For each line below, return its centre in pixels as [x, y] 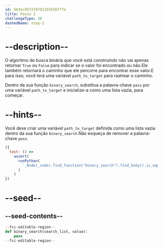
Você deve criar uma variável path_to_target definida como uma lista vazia [80, 128]
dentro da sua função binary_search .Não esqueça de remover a [69, 133]
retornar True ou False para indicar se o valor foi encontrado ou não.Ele [76, 65]
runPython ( [29, 161]
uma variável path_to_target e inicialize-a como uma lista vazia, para [74, 90]
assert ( [21, 156]
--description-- [37, 47]
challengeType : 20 [24, 18]
